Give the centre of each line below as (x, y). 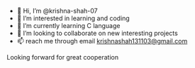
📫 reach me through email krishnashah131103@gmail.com (102, 41)
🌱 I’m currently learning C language (68, 26)
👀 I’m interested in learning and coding (73, 18)
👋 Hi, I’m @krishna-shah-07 (57, 11)
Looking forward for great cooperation (62, 57)
